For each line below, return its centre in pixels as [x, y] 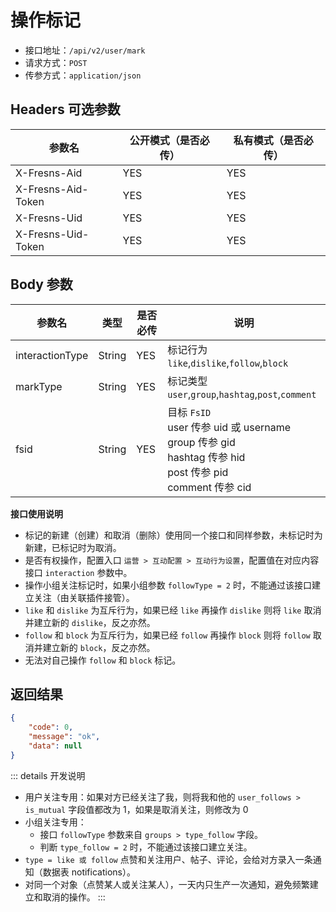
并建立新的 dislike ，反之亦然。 [90, 622]
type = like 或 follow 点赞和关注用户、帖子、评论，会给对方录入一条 [168, 859]
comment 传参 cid [209, 487]
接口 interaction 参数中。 [78, 572]
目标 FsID [189, 412]
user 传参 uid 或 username [229, 427]
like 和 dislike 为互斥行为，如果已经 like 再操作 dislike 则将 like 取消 [173, 610]
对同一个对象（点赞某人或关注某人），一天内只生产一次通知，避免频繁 [167, 884]
